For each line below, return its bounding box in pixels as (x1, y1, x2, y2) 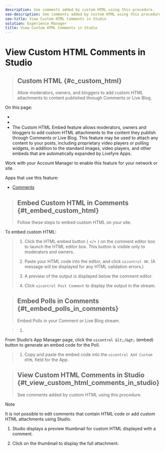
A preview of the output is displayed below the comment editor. (24, 273, 153, 279)
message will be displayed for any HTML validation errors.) (24, 264, 144, 270)
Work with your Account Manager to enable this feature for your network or (5, 160, 158, 166)
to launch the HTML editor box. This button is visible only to (24, 243, 145, 249)
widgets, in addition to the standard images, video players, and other (12, 146, 151, 151)
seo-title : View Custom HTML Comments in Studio (5, 16, 107, 21)
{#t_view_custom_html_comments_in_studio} (17, 379, 160, 387)
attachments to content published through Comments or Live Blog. (17, 95, 152, 101)
